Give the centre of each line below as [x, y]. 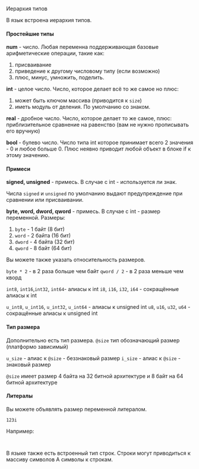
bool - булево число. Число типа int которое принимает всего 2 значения [100, 143]
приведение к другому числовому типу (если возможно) [87, 71]
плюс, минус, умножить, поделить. [59, 77]
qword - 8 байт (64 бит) [43, 248]
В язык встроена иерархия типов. [49, 20]
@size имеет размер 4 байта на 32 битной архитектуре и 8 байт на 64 [95, 376]
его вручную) [23, 131]
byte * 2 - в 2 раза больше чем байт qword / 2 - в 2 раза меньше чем [95, 271]
